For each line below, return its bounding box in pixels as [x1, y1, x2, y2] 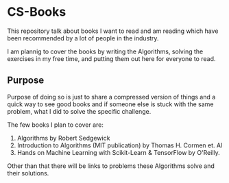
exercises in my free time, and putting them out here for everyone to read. [7, 54, 216, 62]
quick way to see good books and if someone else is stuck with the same [7, 100, 214, 108]
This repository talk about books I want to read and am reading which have [7, 27, 219, 35]
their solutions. [7, 169, 49, 177]
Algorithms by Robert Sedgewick [16, 134, 110, 142]
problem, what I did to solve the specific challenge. [7, 107, 152, 115]
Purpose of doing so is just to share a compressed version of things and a [7, 93, 216, 101]
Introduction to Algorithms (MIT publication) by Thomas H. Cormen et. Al [16, 141, 223, 149]
